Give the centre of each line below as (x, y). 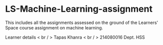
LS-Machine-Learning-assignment (79, 9)
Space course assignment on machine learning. (54, 27)
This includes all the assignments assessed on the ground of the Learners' (82, 22)
